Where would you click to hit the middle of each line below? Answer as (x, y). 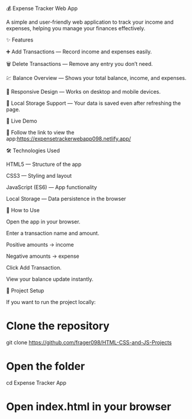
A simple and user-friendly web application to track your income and (90, 22)
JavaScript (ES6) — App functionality (52, 187)
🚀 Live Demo (22, 121)
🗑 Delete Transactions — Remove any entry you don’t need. (79, 64)
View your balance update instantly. (50, 279)
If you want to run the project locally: (51, 302)
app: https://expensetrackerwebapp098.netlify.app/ (69, 139)
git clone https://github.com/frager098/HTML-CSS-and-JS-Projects (89, 342)
